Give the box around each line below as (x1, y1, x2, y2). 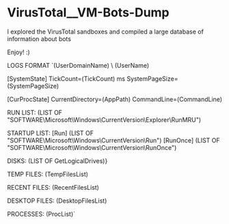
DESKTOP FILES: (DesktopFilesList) (7, 197, 107, 205)
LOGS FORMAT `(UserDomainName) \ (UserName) (7, 61, 150, 69)
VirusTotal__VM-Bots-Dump (7, 5, 170, 21)
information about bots (7, 34, 72, 42)
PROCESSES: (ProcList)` (7, 210, 76, 218)
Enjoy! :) (7, 48, 31, 56)
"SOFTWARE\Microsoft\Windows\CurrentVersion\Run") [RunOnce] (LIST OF (7, 136, 220, 145)
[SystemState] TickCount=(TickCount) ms (7, 74, 125, 83)
